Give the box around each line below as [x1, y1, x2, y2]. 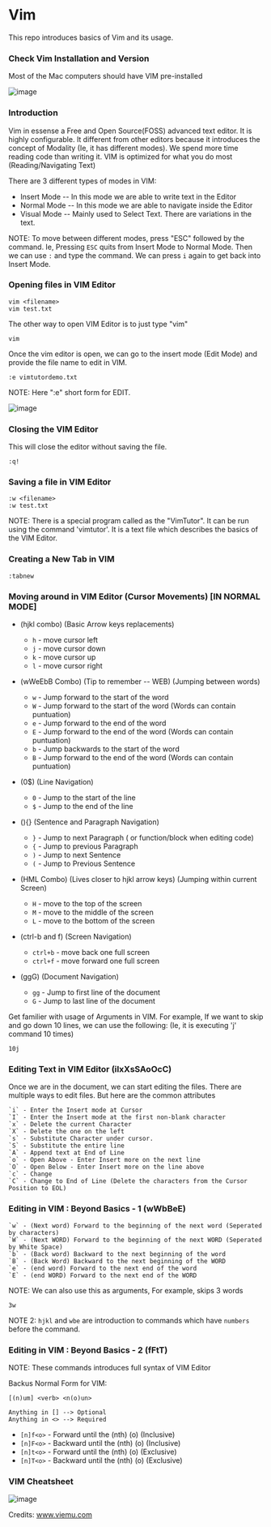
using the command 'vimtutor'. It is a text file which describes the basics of [8, 525, 259, 535]
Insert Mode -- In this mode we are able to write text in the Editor [19, 191, 237, 201]
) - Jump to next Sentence [32, 850, 121, 860]
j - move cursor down [32, 643, 107, 654]
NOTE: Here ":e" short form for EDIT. [8, 387, 131, 397]
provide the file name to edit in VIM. [8, 357, 128, 367]
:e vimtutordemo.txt [8, 373, 78, 381]
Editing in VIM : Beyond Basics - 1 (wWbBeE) [8, 1203, 186, 1215]
